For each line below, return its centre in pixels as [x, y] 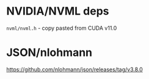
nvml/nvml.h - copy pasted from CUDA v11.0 [62, 28]
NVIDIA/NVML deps [58, 11]
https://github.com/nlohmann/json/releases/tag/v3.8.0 [75, 69]
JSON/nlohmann [49, 53]
